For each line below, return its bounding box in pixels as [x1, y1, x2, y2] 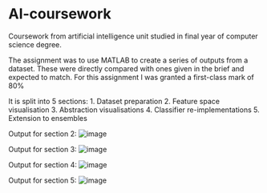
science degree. [8, 39, 63, 49]
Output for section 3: [8, 144, 78, 154]
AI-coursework [8, 5, 111, 23]
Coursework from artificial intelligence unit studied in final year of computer [8, 31, 258, 41]
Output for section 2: [8, 129, 78, 139]
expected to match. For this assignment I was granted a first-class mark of [8, 72, 254, 82]
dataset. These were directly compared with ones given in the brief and [8, 63, 245, 73]
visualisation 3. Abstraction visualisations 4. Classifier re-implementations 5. [8, 105, 261, 115]
